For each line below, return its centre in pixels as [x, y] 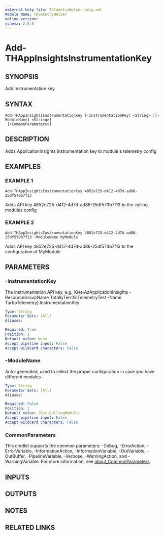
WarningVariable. [23, 462]
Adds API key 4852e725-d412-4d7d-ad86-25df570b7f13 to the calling [77, 204]
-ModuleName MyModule [56, 237]
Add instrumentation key [30, 89]
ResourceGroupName [27, 297]
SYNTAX [19, 104]
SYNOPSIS [22, 76]
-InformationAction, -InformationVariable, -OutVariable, [90, 451]
